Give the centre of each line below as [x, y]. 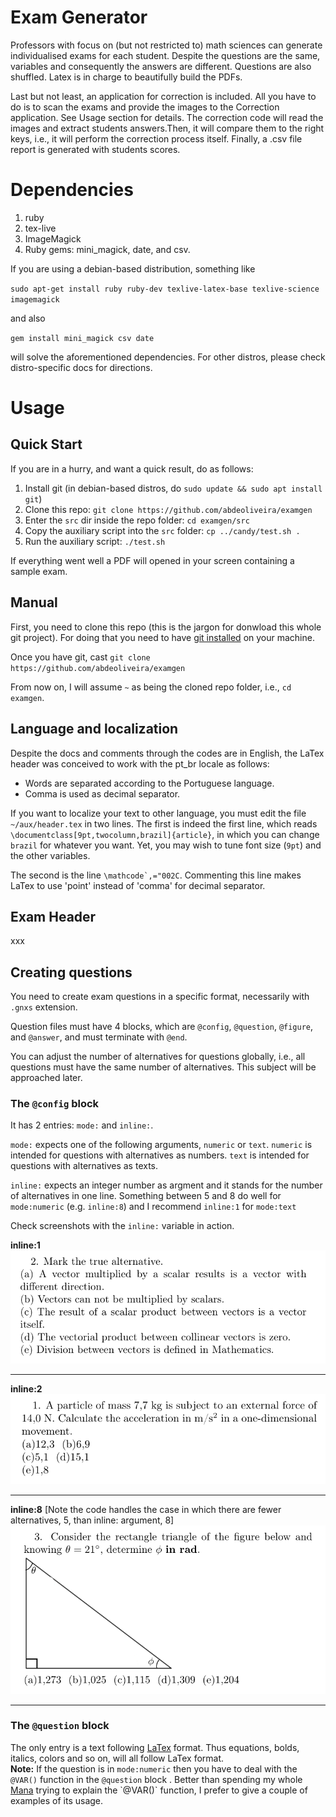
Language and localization [94, 729]
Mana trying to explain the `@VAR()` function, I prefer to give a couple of [159, 1790]
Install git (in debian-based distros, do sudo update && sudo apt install [173, 488]
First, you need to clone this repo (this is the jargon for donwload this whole [166, 627]
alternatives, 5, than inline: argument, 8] [92, 1520]
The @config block [55, 1104]
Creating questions [71, 972]
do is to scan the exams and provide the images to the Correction [145, 107]
